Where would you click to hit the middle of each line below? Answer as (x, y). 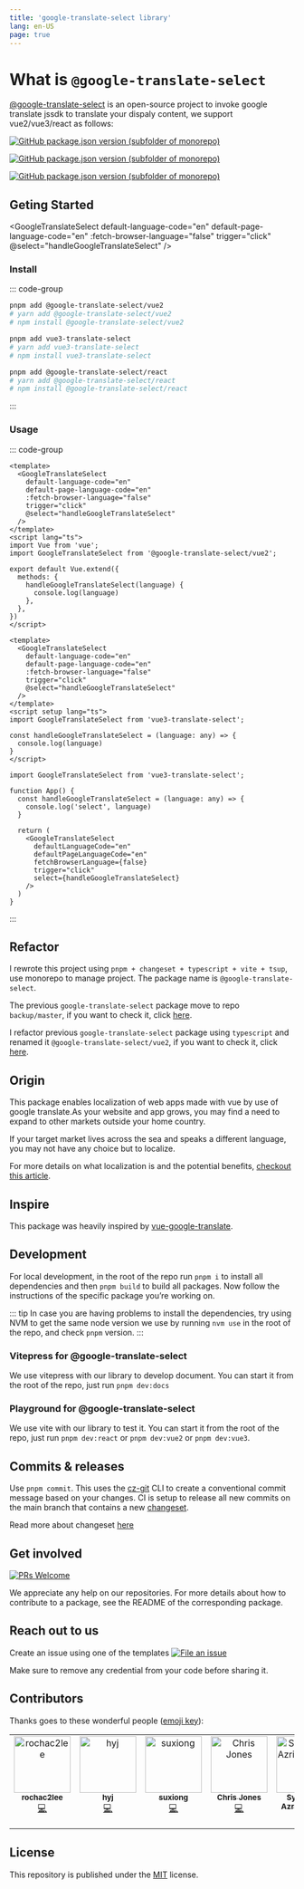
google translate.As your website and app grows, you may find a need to (145, 1112)
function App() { (42, 791)
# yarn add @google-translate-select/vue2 (90, 314)
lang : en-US (32, 26)
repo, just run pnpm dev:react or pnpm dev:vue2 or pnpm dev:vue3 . (130, 1438)
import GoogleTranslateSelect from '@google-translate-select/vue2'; (143, 553)
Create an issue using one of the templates (90, 1653)
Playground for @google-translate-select (103, 1409)
